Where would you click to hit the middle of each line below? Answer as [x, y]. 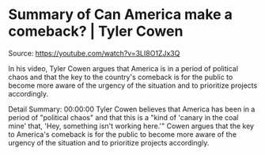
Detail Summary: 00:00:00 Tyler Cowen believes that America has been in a [132, 109]
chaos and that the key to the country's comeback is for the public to [121, 77]
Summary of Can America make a [121, 15]
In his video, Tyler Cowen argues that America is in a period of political [123, 68]
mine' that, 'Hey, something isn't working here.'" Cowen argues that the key [131, 126]
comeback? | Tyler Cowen [96, 31]
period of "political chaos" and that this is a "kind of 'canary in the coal [123, 117]
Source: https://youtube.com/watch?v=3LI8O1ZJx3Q [94, 53]
